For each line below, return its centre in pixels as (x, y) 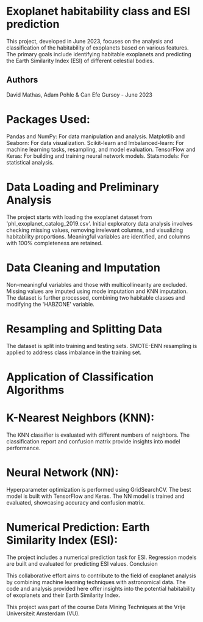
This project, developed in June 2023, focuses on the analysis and (90, 41)
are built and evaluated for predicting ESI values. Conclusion (82, 563)
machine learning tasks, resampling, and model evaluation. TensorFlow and (101, 149)
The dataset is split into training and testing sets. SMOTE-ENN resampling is (102, 346)
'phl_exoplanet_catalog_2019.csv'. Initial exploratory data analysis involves (100, 223)
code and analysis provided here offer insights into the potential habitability (101, 588)
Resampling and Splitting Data (84, 329)
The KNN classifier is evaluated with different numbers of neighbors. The (98, 435)
